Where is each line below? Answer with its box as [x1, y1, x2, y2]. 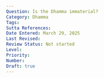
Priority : [6, 52, 31, 58]
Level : [6, 47, 22, 53]
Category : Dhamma [6, 14, 49, 20]
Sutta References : [6, 25, 51, 31]
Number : [6, 57, 25, 63]
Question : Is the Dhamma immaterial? [6, 8, 99, 15]
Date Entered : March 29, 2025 [6, 30, 80, 36]
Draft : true [6, 63, 35, 69]
